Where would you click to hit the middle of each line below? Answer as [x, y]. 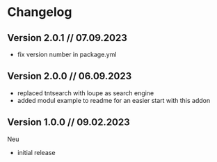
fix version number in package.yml [67, 54]
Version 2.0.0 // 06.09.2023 [70, 76]
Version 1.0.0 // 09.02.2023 [69, 122]
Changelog [40, 12]
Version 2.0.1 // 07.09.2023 [67, 38]
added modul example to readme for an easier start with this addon [114, 100]
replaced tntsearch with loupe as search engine [86, 93]
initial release [36, 152]
